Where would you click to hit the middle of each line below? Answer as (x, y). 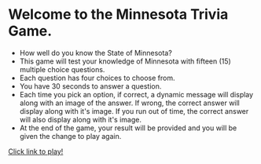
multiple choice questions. (62, 69)
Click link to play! (36, 151)
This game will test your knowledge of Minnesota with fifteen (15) (125, 61)
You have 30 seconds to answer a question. (90, 86)
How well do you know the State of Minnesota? (96, 53)
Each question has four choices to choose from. (97, 78)
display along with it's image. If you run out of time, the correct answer (134, 111)
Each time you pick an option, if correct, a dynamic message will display (136, 94)
